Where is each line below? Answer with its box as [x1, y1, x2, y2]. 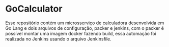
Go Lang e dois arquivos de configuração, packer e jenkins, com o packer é [5, 25, 164, 31]
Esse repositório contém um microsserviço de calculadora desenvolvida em [5, 20, 164, 26]
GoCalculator [5, 3, 63, 15]
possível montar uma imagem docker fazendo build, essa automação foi [5, 30, 156, 36]
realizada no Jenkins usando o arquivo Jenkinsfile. [5, 36, 112, 42]
